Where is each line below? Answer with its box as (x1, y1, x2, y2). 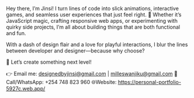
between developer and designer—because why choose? (6, 47, 145, 54)
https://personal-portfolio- (117, 79, 181, 85)
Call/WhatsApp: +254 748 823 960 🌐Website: (6, 79, 117, 85)
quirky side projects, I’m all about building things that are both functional (6, 23, 180, 30)
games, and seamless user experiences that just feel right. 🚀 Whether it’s (6, 11, 182, 18)
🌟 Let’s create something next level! (6, 58, 92, 65)
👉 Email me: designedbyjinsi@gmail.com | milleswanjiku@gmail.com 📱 (6, 70, 178, 77)
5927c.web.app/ (6, 85, 46, 92)
